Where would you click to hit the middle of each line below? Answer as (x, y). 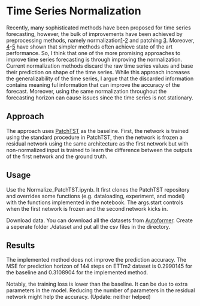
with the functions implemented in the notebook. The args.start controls (95, 202)
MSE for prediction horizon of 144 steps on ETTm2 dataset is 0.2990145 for (99, 266)
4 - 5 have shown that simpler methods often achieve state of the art (89, 47)
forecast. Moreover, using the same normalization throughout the (87, 91)
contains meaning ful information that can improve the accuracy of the (93, 84)
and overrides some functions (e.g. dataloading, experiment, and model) (96, 196)
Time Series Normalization (74, 11)
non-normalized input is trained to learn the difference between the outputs (99, 150)
